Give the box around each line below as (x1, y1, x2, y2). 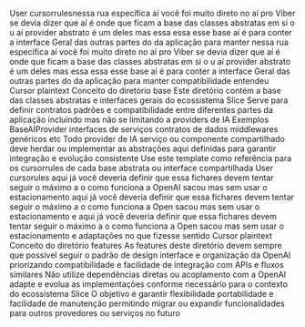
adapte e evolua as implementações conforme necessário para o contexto (9, 279, 289, 290)
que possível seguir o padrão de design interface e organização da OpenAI (9, 250, 291, 261)
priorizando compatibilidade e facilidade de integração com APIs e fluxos (9, 260, 284, 270)
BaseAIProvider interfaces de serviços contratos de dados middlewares (9, 124, 279, 135)
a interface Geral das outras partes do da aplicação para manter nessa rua (9, 36, 290, 47)
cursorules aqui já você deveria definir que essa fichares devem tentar (9, 172, 275, 183)
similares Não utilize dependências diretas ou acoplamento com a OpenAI (9, 269, 287, 280)
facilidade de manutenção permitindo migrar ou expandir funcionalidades (9, 298, 285, 309)
